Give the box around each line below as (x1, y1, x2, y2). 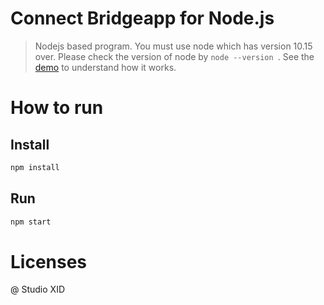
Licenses (10, 250, 88, 273)
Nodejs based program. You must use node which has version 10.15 (34, 40, 313, 52)
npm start (10, 217, 52, 227)
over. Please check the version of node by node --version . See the (34, 50, 315, 62)
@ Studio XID (10, 283, 66, 296)
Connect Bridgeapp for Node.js (10, 7, 275, 30)
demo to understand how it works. (34, 61, 177, 73)
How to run (10, 97, 104, 119)
